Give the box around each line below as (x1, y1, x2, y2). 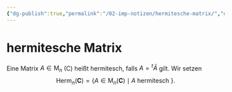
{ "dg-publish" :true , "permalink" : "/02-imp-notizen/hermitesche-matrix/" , (6, 10, 221, 17)
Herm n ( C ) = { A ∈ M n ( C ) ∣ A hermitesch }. (55, 77, 176, 86)
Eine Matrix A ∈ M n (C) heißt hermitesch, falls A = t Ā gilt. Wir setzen (6, 63, 202, 74)
